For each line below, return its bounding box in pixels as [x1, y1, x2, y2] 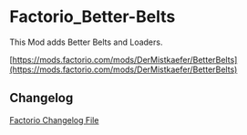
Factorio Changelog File [9, 114, 99, 125]
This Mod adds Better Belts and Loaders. [9, 36, 163, 47]
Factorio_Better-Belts [9, 6, 176, 27]
